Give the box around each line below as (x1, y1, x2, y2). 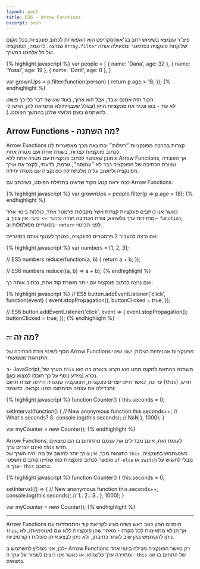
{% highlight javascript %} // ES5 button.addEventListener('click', (6, 290, 165, 298)
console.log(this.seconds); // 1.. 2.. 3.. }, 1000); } (6, 492, 124, 499)
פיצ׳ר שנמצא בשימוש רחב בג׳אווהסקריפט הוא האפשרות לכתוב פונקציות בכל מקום (6, 36, 190, 43)
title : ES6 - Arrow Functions (6, 14, 82, 20)
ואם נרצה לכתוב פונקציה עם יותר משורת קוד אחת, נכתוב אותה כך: (6, 279, 154, 286)
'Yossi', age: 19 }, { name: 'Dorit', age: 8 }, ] (6, 67, 111, 74)
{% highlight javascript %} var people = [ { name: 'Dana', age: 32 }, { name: (6, 60, 190, 67)
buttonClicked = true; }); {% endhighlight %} (6, 315, 115, 322)
